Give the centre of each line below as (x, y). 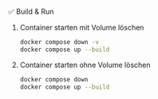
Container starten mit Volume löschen (82, 28)
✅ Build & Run (31, 12)
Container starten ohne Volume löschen (85, 65)
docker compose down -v (59, 42)
